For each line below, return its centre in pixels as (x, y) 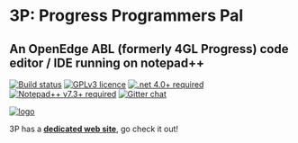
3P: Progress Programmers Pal (126, 16)
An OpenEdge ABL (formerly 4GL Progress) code (149, 49)
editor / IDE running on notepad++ (107, 63)
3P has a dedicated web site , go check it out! (94, 129)
